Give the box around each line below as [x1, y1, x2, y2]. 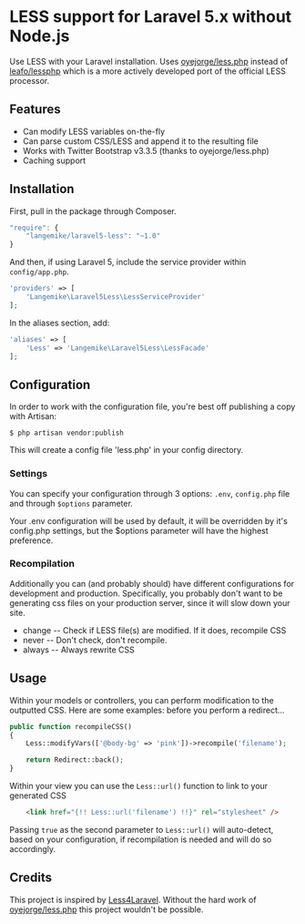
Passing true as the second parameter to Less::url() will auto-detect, [9, 824, 274, 835]
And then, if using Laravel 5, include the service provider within [9, 257, 247, 268]
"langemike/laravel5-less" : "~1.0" [25, 231, 161, 241]
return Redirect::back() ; [25, 755, 125, 765]
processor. [9, 75, 50, 86]
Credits [9, 870, 53, 886]
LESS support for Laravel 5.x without [9, 6, 292, 27]
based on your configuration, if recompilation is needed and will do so [9, 834, 272, 845]
